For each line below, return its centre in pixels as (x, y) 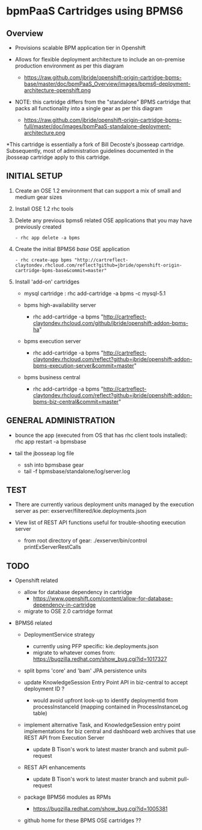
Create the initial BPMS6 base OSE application (72, 249)
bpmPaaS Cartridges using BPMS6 (95, 11)
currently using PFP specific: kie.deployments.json (96, 646)
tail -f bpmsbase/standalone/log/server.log (77, 471)
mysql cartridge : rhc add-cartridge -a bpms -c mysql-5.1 (95, 293)
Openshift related (36, 581)
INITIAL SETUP (35, 176)
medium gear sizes (38, 197)
